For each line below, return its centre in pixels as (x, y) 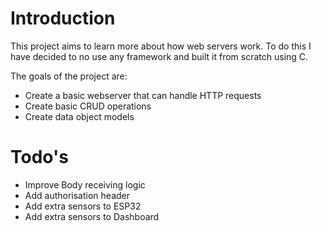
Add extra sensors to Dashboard (92, 216)
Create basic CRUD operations (88, 106)
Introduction (63, 18)
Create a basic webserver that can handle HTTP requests (143, 95)
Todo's (39, 157)
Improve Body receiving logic (85, 184)
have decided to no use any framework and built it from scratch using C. (159, 56)
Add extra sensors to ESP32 (83, 206)
